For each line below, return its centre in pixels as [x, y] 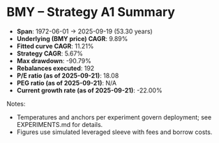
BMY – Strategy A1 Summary [91, 12]
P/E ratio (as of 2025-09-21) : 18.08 [68, 75]
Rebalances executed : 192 [55, 68]
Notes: [16, 103]
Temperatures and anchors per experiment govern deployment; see [114, 117]
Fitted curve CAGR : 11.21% [55, 46]
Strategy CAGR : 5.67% [50, 53]
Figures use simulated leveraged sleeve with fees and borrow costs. [114, 132]
